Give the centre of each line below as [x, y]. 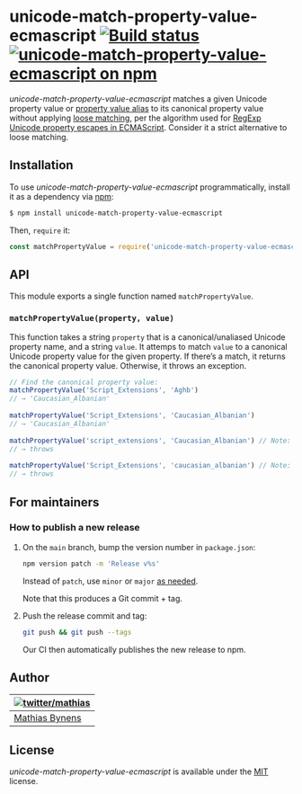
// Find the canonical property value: [84, 382]
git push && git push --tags [77, 632]
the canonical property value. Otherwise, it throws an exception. [128, 365]
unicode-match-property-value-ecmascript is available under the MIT [139, 772]
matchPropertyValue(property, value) [92, 318]
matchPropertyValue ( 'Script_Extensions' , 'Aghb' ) [104, 390]
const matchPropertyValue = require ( [80, 246]
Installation [41, 165]
